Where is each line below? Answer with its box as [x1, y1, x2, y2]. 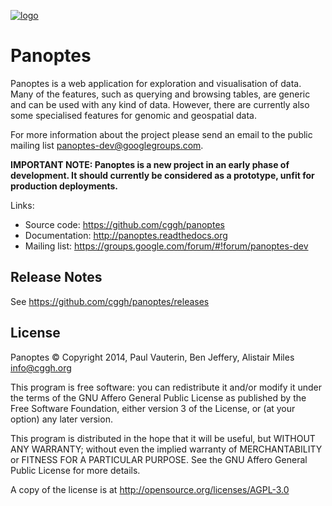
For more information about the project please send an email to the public [10, 128, 313, 140]
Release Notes [10, 269, 103, 286]
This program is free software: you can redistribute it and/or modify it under [10, 381, 322, 393]
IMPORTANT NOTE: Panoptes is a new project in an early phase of [10, 158, 290, 170]
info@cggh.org [10, 361, 72, 374]
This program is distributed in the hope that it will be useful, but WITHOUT [10, 432, 316, 444]
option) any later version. [10, 413, 113, 425]
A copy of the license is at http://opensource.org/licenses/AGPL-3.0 [10, 483, 290, 495]
